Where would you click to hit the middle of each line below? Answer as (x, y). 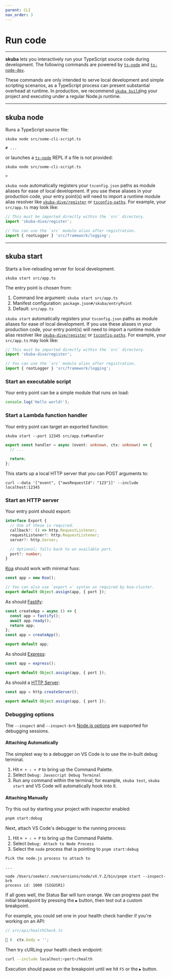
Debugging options (30, 714)
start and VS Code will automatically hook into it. (65, 786)
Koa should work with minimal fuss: (43, 569)
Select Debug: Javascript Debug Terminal (57, 775)
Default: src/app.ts (33, 308)
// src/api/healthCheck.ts (34, 931)
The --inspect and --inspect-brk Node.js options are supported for (77, 725)
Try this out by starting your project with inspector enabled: (68, 809)
